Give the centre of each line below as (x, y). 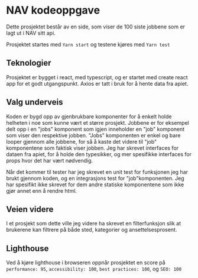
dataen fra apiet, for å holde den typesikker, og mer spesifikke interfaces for (99, 154)
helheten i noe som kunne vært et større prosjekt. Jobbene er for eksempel (98, 122)
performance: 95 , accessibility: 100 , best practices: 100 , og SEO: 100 (94, 269)
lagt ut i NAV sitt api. (31, 33)
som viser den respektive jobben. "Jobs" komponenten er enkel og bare (93, 135)
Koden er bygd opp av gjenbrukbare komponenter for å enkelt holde (89, 117)
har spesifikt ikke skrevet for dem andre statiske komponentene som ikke (95, 185)
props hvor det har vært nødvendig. (50, 160)
